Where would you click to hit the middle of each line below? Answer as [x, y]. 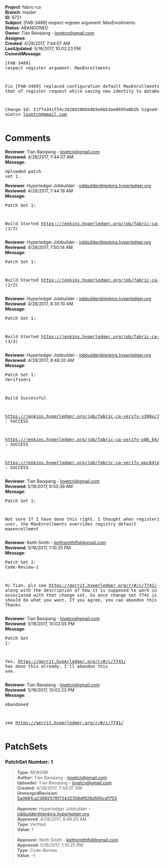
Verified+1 [18, 380]
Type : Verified [31, 825]
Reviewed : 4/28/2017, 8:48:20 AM [40, 360]
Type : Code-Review [37, 850]
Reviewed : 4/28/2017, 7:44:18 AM [39, 191]
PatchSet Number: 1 [29, 762]
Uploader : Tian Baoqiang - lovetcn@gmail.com [64, 783]
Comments [28, 138]
